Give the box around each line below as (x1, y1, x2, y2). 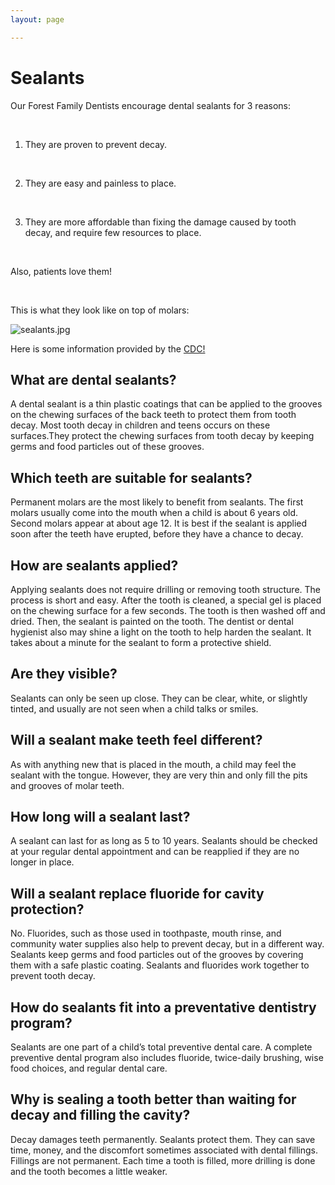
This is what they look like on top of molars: (10, 304, 190, 316)
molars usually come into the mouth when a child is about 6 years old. (10, 507, 299, 519)
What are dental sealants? (10, 371, 177, 388)
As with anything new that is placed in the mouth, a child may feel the (10, 758, 297, 770)
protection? (10, 901, 85, 918)
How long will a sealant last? (10, 809, 191, 826)
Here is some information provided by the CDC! (10, 342, 206, 355)
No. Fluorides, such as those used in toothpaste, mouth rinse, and (10, 927, 282, 940)
